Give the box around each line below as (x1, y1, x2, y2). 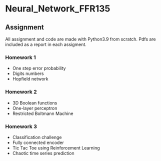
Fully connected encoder (12, 139, 64, 145)
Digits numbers (12, 70, 44, 76)
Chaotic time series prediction (12, 150, 75, 156)
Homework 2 (5, 88, 37, 95)
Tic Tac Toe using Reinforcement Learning (12, 144, 100, 150)
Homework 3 (5, 123, 37, 130)
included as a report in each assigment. (5, 41, 86, 47)
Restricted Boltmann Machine (12, 110, 73, 116)
